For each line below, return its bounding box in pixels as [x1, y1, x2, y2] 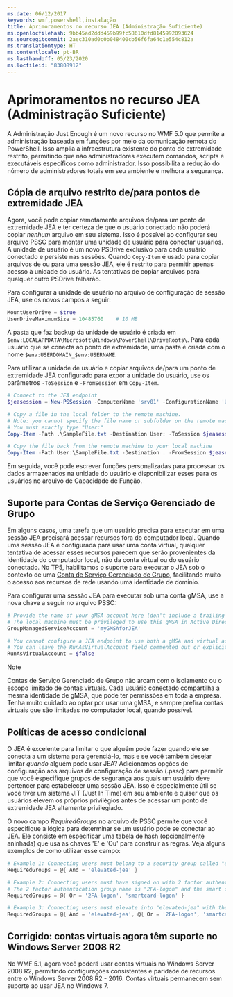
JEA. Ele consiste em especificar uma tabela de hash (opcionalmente [7, 832, 205, 840]
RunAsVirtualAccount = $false [7, 650, 95, 657]
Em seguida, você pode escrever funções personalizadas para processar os [7, 462, 225, 470]
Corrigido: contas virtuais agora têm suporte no [7, 930, 218, 942]
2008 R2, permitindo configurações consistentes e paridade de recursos [7, 966, 216, 975]
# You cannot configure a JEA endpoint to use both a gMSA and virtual [7, 637, 218, 645]
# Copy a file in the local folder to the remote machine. [7, 411, 182, 418]
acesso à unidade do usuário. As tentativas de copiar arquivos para [7, 267, 200, 276]
